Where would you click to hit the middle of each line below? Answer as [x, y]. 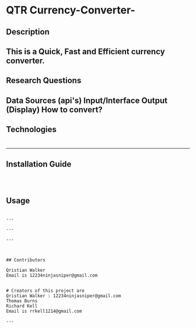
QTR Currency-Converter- [71, 10]
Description [28, 32]
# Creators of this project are [45, 291]
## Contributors [26, 260]
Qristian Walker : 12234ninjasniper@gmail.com [64, 296]
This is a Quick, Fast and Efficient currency [85, 51]
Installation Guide [39, 164]
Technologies [32, 130]
